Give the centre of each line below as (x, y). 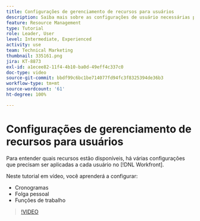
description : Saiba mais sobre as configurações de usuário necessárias (98, 17)
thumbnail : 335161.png (34, 56)
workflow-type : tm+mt (33, 84)
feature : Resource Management (44, 23)
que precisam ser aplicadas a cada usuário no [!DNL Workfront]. (85, 165)
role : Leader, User (30, 34)
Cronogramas (32, 187)
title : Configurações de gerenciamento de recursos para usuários (90, 12)
